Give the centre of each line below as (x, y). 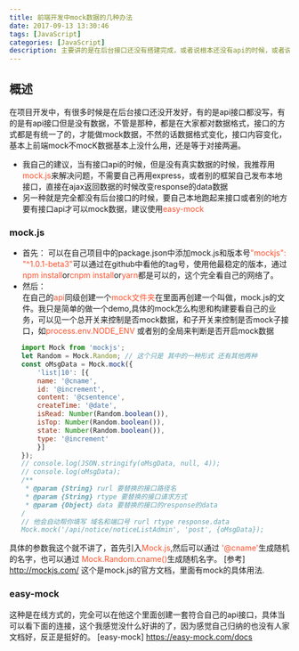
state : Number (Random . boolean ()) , (101, 430)
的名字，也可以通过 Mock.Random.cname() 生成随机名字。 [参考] (127, 559)
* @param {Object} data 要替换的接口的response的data (121, 505)
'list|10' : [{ (63, 372)
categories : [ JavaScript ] (57, 42)
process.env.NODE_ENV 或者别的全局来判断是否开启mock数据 (160, 331)
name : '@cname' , (67, 381)
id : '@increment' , (71, 389)
